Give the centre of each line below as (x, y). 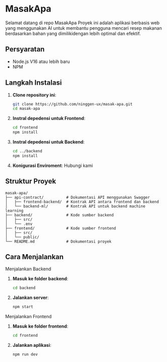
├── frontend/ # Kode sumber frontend (61, 228)
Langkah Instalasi (34, 83)
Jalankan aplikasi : (32, 345)
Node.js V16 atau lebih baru (41, 62)
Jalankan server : (31, 297)
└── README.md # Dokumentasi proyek (59, 242)
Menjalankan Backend (28, 269)
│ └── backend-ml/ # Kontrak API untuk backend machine (75, 206)
